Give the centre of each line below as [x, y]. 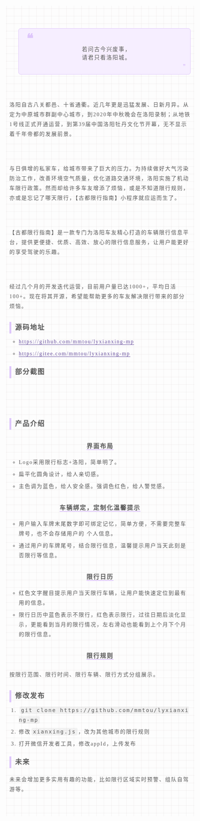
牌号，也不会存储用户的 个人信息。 [68, 534]
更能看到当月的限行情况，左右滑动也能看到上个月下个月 [108, 625]
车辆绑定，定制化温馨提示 [100, 508]
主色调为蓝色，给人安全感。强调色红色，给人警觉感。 [94, 486]
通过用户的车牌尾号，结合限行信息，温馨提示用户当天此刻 [100, 546]
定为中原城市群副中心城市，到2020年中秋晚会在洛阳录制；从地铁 [100, 115]
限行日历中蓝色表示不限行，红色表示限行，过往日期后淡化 [100, 615]
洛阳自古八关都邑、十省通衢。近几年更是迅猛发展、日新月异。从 [99, 104]
